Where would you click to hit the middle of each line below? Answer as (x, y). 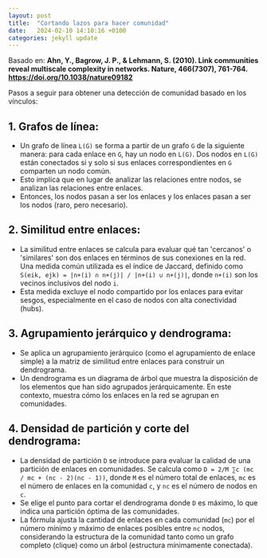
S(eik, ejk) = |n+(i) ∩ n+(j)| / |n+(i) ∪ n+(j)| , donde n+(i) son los (139, 274)
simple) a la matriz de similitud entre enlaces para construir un (122, 361)
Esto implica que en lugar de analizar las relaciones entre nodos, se (130, 179)
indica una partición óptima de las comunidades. (100, 511)
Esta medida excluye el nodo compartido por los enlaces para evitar (132, 291)
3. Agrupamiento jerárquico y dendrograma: (120, 334)
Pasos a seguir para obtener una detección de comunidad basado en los (128, 93)
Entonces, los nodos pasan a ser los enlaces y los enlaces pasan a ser (135, 197)
